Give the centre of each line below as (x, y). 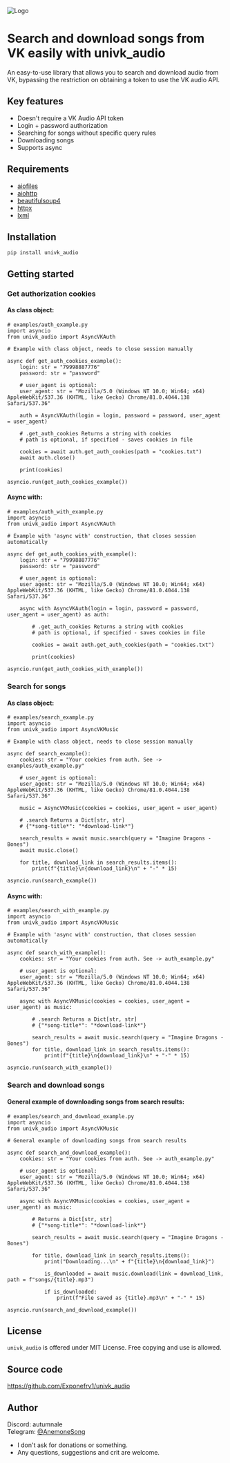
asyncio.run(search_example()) (52, 881)
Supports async (40, 147)
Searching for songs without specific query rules (87, 133)
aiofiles (27, 186)
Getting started (41, 274)
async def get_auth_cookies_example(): (65, 361)
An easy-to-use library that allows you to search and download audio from (113, 72)
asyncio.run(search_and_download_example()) (72, 1310)
